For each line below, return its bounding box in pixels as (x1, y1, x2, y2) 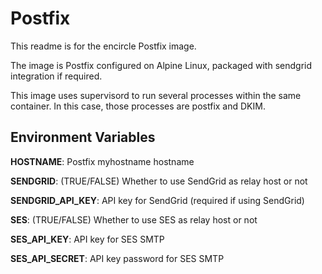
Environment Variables (10, 129, 156, 146)
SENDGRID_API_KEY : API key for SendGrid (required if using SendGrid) (10, 194, 305, 206)
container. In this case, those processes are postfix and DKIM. (10, 100, 266, 112)
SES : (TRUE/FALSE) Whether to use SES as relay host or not (10, 213, 258, 226)
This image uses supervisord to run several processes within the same (10, 89, 302, 101)
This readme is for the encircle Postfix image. (10, 40, 197, 52)
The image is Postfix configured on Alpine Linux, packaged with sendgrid (10, 59, 313, 71)
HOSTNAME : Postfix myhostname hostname (10, 155, 195, 167)
